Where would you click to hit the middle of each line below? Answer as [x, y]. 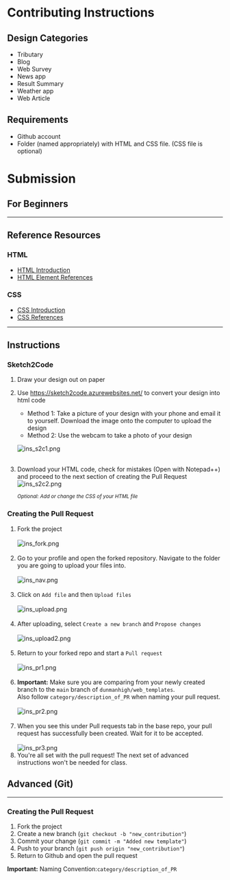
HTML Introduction [43, 270]
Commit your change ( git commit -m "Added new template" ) [102, 841]
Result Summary [40, 83]
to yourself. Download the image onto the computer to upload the [119, 421]
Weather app [35, 91]
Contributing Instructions [81, 13]
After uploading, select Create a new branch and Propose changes [109, 624]
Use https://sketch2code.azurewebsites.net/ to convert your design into [118, 393]
